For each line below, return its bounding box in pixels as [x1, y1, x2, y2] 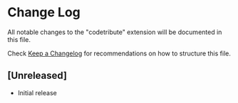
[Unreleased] [7, 70, 68, 82]
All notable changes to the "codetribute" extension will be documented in [7, 28, 222, 36]
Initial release [17, 88, 57, 97]
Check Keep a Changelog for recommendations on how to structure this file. [7, 49, 232, 58]
